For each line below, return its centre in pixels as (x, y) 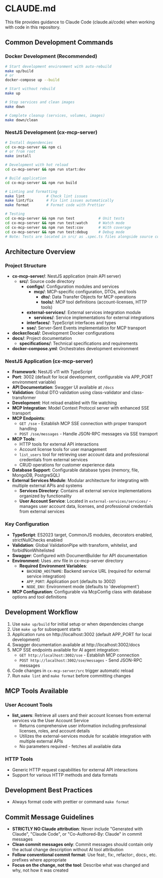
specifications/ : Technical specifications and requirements (79, 343)
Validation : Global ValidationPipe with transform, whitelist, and (74, 545)
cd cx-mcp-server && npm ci (33, 147)
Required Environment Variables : (53, 566)
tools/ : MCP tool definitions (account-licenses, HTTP (94, 302)
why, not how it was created (40, 870)
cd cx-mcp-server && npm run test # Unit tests (65, 219)
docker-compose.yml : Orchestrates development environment (75, 349)
